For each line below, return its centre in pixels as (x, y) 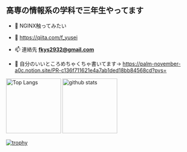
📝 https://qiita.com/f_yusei (46, 37)
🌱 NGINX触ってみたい (41, 26)
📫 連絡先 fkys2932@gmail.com (54, 49)
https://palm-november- (152, 64)
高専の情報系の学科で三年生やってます (75, 11)
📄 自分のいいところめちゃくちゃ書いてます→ (68, 64)
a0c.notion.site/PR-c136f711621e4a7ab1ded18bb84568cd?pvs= (91, 70)
